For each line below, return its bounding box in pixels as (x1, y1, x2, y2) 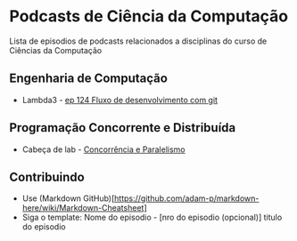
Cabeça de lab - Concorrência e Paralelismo (21, 144, 186, 155)
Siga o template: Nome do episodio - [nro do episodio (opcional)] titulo (21, 212, 283, 223)
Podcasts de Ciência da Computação (9, 6, 288, 27)
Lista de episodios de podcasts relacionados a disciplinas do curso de (9, 36, 268, 46)
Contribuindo (9, 169, 85, 184)
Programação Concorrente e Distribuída (9, 120, 236, 135)
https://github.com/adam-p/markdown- (114, 193, 260, 204)
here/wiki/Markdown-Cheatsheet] (21, 203, 147, 213)
